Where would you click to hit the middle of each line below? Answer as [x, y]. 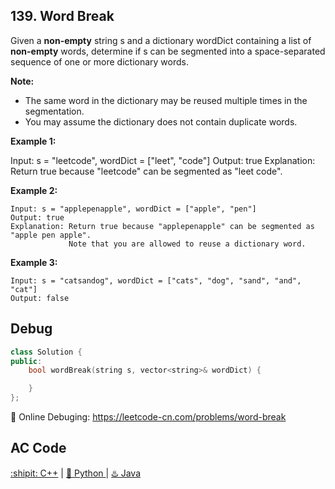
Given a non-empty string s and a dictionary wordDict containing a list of [161, 40]
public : [26, 361]
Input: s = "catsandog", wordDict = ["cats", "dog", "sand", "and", [156, 280]
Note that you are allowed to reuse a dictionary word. [187, 244]
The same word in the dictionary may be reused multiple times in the [166, 100]
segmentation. [54, 111]
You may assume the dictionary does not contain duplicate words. [161, 121]
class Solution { [46, 352]
